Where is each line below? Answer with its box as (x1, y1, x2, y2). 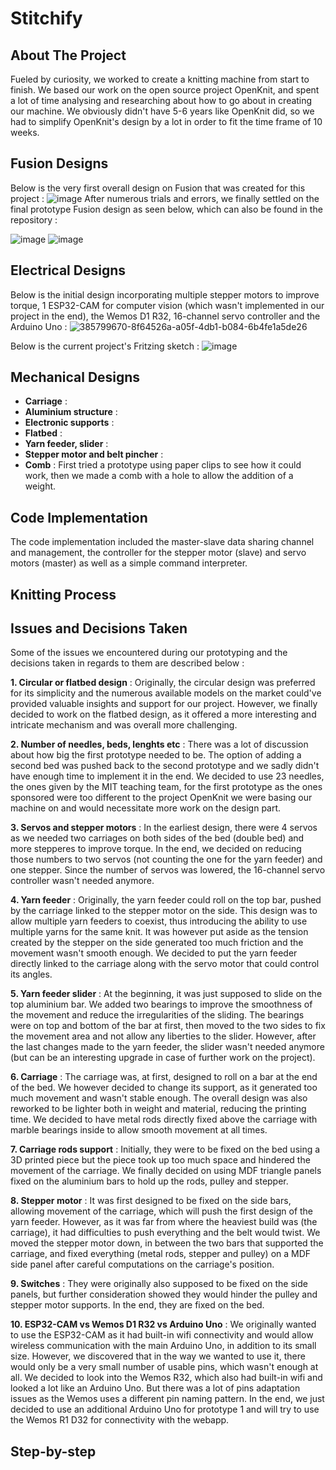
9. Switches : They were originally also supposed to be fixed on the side (10, 1278, 308, 1290)
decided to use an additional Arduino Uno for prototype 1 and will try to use (10, 1403, 320, 1416)
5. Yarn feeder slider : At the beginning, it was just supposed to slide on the (10, 988, 323, 1000)
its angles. (10, 968, 53, 981)
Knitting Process (10, 586, 117, 603)
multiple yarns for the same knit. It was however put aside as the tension (10, 926, 309, 938)
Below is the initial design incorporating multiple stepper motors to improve (10, 288, 320, 301)
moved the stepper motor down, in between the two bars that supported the (10, 1237, 324, 1249)
